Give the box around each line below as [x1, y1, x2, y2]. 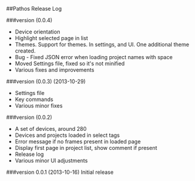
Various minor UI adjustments [14, 157, 88, 164]
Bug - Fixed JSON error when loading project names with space [14, 54, 173, 60]
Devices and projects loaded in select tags [14, 131, 120, 139]
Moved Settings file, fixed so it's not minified [14, 60, 125, 67]
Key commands [14, 96, 54, 103]
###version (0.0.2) [6, 113, 53, 121]
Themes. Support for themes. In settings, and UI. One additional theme [14, 41, 190, 48]
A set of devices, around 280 [14, 125, 87, 132]
